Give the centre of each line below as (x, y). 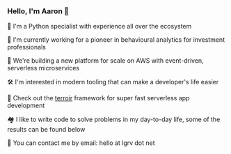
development (26, 106)
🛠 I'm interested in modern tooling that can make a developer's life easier (113, 82)
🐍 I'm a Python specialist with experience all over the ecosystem (99, 26)
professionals (27, 47)
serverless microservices (43, 68)
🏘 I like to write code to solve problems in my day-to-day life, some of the (114, 120)
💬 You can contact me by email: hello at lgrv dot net (81, 143)
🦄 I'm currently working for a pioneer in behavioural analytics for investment (116, 40)
